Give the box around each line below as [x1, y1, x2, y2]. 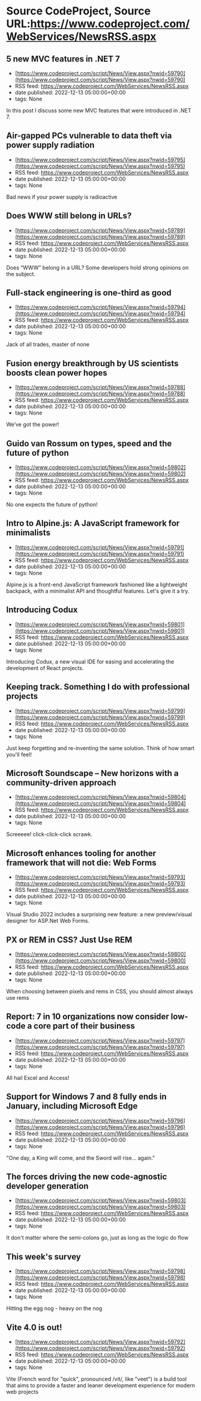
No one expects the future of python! [6, 501, 98, 508]
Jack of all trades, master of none [6, 341, 90, 348]
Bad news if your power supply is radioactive [6, 193, 118, 200]
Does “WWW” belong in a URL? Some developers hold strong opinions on [6, 263, 189, 271]
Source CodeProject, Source [6, 4, 151, 18]
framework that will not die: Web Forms [6, 857, 157, 867]
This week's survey [6, 1251, 81, 1261]
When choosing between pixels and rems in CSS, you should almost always [6, 988, 193, 995]
